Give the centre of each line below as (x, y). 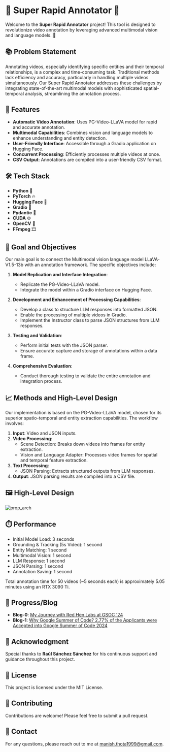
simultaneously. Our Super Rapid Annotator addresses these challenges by (84, 83)
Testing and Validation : (37, 336)
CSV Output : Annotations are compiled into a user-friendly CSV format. (87, 159)
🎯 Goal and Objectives (41, 247)
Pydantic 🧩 (24, 213)
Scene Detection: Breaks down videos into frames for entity (83, 444)
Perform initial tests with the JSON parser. (64, 345)
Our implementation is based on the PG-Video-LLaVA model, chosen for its (83, 413)
